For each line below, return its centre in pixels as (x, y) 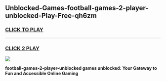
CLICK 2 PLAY (22, 48)
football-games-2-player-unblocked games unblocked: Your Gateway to (81, 68)
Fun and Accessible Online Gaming (42, 73)
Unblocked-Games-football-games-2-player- (77, 8)
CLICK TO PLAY (24, 30)
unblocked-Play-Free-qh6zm (51, 16)
